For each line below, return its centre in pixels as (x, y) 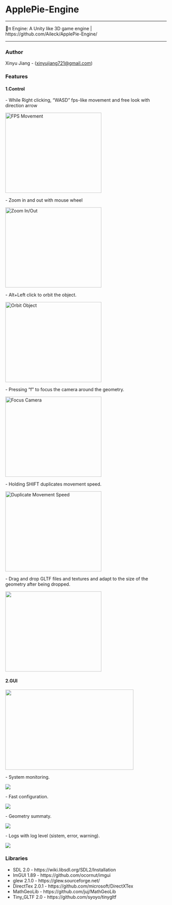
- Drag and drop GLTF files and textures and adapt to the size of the (77, 579)
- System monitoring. (28, 777)
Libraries (17, 858)
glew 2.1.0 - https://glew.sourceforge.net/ (56, 880)
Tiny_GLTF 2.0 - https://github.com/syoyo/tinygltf (64, 897)
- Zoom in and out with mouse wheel (44, 200)
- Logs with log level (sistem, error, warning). (52, 836)
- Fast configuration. (27, 796)
